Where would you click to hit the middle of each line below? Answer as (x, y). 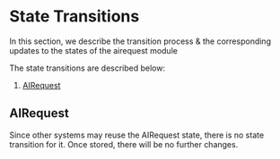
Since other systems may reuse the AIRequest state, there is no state (137, 135)
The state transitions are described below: (87, 68)
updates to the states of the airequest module (93, 50)
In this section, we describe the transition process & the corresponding (140, 41)
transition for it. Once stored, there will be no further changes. (124, 144)
